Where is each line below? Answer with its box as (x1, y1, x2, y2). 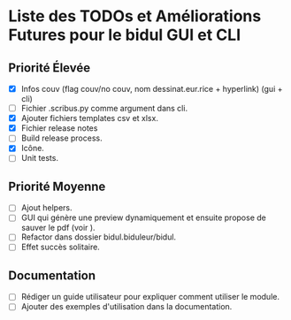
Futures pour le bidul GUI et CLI (8, 25, 241, 45)
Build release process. (20, 133, 103, 143)
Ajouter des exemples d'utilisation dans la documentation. (20, 301, 233, 312)
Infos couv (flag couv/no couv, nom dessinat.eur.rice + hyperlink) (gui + (20, 84, 283, 94)
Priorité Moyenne (8, 179, 106, 194)
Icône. (20, 143, 45, 154)
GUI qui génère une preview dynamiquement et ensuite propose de (20, 212, 266, 223)
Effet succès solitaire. (20, 241, 101, 253)
